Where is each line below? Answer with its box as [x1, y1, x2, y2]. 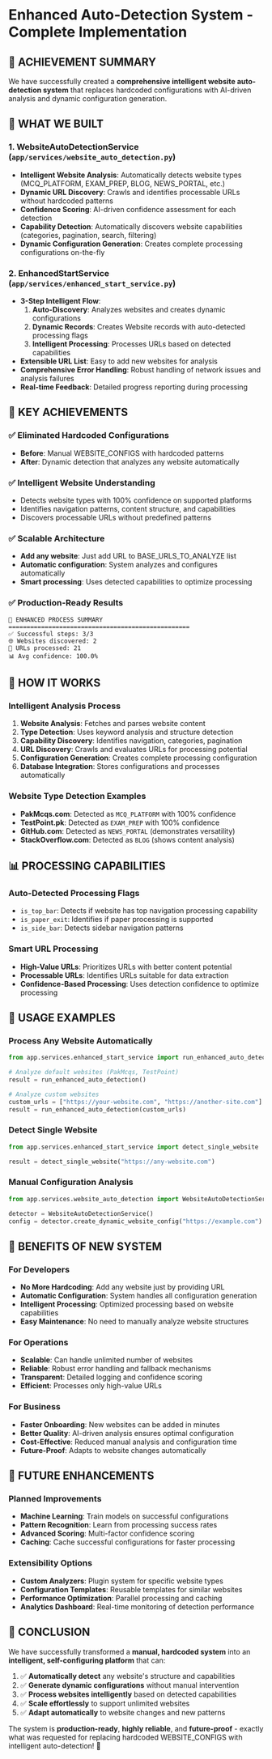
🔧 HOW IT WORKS [8, 676, 101, 690]
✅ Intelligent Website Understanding [8, 477, 155, 488]
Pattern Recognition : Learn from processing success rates [19, 1520, 218, 1530]
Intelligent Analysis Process [8, 700, 121, 712]
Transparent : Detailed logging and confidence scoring [19, 1372, 202, 1382]
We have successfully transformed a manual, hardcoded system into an [8, 1646, 251, 1656]
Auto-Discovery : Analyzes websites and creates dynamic [32, 304, 226, 314]
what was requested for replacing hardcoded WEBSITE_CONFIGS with [8, 1732, 243, 1742]
